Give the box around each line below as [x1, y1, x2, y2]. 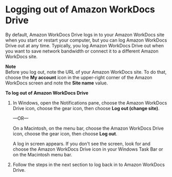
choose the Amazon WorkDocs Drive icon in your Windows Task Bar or [12, 146, 163, 152]
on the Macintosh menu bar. [12, 151, 72, 157]
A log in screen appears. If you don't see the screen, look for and [12, 140, 150, 147]
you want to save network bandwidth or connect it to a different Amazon [5, 48, 159, 54]
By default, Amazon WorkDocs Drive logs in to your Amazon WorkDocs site [5, 31, 165, 38]
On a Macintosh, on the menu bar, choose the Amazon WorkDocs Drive [12, 125, 164, 131]
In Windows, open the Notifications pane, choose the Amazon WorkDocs [12, 99, 167, 106]
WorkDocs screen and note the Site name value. [5, 80, 108, 86]
